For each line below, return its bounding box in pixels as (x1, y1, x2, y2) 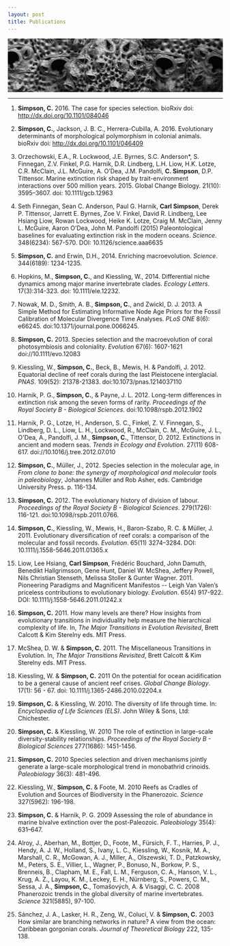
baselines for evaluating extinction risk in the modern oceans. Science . (17, 232, 217, 239)
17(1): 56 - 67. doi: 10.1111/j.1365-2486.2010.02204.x (17, 686, 162, 695)
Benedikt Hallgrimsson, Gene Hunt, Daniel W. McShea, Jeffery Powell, (17, 567, 215, 575)
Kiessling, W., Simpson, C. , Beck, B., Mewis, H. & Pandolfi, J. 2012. (17, 363, 206, 371)
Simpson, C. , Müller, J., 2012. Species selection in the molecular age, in (17, 461, 220, 469)
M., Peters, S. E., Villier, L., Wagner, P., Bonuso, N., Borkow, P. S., (17, 860, 200, 869)
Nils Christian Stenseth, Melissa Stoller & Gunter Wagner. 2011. (17, 574, 194, 582)
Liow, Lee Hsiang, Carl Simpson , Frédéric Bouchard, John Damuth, (17, 559, 207, 567)
